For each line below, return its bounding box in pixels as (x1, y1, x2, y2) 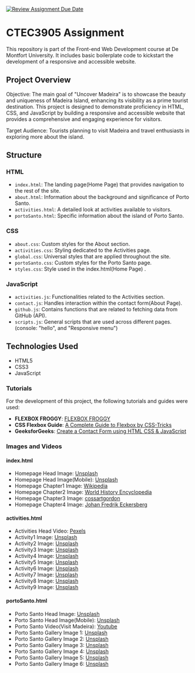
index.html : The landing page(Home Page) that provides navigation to (14, 181, 184, 188)
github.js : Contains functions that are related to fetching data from (14, 306, 178, 313)
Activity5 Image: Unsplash (14, 558, 78, 566)
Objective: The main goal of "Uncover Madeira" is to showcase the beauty (6, 90, 186, 97)
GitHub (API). (14, 312, 47, 319)
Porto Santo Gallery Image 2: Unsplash (14, 635, 109, 642)
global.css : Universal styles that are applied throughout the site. (14, 253, 171, 260)
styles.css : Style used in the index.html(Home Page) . (14, 265, 146, 272)
